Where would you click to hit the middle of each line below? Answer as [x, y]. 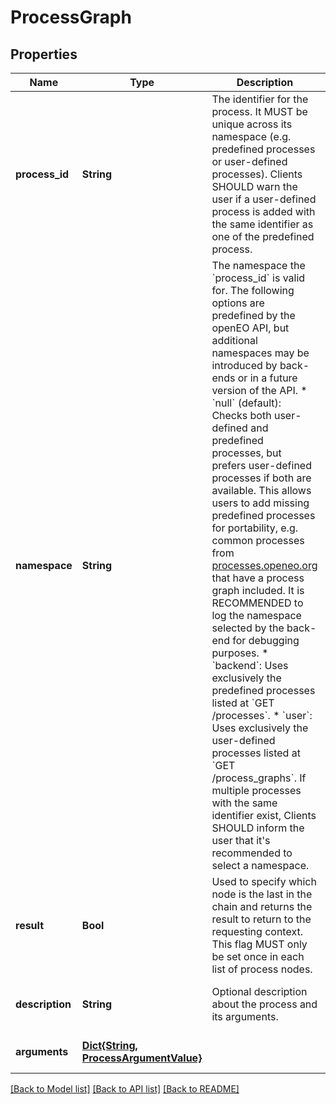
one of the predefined [263, 236]
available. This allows [261, 490]
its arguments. [245, 1016]
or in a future [267, 378]
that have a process [258, 578]
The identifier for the [260, 99]
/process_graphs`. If [259, 778]
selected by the [248, 628]
